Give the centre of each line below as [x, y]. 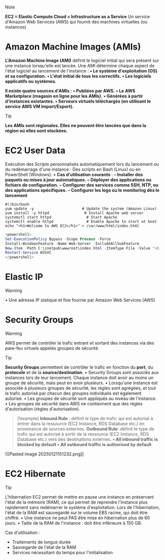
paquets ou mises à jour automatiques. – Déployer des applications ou [78, 180]
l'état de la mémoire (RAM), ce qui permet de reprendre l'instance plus [76, 502]
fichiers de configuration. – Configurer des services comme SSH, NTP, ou [82, 185]
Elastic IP [24, 277]
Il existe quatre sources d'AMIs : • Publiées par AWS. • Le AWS [70, 91]
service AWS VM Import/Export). [40, 106]
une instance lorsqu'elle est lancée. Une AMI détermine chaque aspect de [80, 65]
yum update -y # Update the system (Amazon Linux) [81, 209]
